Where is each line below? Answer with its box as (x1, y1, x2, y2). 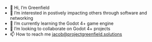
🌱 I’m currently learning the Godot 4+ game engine (9, 20, 114, 26)
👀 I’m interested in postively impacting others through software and (9, 10, 147, 16)
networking (9, 15, 34, 21)
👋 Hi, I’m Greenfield (9, 5, 50, 10)
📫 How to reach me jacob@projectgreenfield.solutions (9, 31, 122, 37)
